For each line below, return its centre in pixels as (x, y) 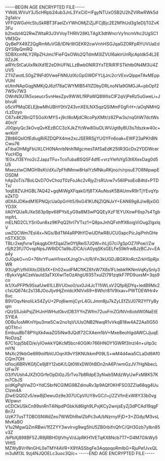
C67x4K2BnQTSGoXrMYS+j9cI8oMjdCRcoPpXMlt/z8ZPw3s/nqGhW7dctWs (82, 117)
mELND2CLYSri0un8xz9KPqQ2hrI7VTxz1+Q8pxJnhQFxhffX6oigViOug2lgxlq (83, 222)
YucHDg (14, 154)
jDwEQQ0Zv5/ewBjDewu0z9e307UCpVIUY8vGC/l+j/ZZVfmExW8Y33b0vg (81, 396)
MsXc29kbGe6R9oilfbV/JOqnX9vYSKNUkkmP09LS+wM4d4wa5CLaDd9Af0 (82, 354)
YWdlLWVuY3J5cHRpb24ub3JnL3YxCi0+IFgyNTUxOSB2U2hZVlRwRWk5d (82, 12)
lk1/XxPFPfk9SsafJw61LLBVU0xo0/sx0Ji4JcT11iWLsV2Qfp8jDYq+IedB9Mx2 (82, 285)
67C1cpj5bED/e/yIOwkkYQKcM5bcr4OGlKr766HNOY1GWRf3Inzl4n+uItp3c (81, 343)
